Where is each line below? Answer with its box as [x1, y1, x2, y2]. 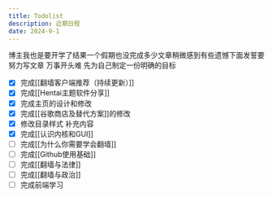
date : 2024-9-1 [8, 27, 60, 35]
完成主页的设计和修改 [19, 98, 92, 108]
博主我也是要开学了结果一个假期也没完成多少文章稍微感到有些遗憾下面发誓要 [8, 50, 265, 60]
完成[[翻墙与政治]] [19, 169, 81, 179]
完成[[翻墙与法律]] [19, 160, 81, 169]
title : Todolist [8, 11, 63, 20]
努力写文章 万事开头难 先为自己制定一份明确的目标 [8, 60, 176, 70]
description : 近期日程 [8, 20, 80, 28]
